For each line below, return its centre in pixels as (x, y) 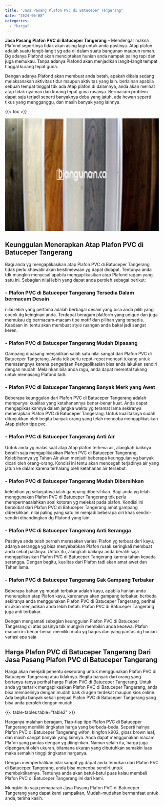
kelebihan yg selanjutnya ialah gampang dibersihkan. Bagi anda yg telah (77, 492)
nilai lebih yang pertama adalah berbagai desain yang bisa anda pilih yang (79, 309)
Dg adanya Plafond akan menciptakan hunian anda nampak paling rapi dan (80, 56)
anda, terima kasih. (24, 798)
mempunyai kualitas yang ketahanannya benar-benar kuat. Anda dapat (76, 403)
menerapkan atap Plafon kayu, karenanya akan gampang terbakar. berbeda (81, 596)
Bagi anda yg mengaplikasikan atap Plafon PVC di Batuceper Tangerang (77, 264)
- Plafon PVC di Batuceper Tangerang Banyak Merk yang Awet (80, 387)
